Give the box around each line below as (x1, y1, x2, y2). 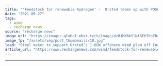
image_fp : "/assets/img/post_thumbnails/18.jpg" (5, 38, 105, 43)
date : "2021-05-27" (5, 11, 45, 16)
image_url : (5, 34, 27, 39)
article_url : (5, 47, 32, 52)
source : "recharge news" (5, 29, 55, 34)
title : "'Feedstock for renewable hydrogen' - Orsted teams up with (5, 7, 149, 12)
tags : (5, 16, 16, 21)
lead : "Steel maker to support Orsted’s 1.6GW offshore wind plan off (5, 43, 151, 47)
